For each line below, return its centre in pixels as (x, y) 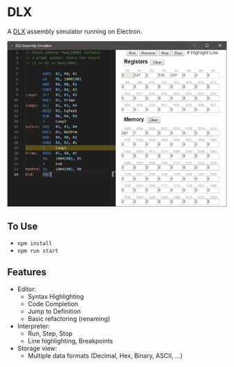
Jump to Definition (54, 311)
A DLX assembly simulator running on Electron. (75, 31)
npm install (34, 243)
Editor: (27, 289)
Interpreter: (33, 326)
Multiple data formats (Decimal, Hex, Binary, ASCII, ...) (105, 355)
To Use (23, 226)
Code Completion (53, 304)
